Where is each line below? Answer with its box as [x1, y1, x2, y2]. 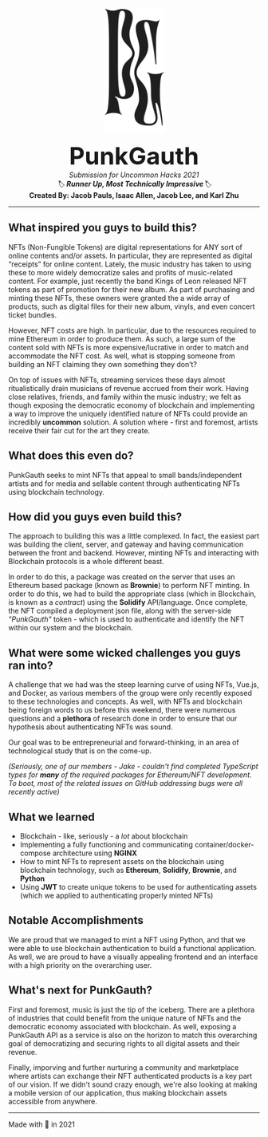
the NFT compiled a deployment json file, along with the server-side [8, 606, 232, 616]
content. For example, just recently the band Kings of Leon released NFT [8, 276, 247, 286]
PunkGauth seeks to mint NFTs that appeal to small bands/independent [8, 470, 242, 480]
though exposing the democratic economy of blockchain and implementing [8, 400, 255, 410]
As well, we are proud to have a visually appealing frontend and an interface [8, 952, 258, 961]
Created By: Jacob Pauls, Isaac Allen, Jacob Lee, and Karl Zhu [29, 191, 239, 199]
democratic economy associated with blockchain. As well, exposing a [8, 1021, 237, 1031]
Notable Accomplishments [8, 914, 144, 927]
